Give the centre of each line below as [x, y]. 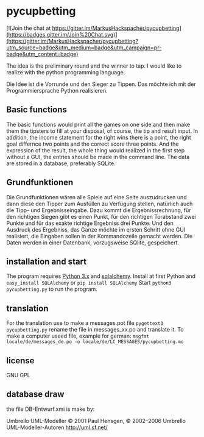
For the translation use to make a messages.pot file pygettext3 [85, 323]
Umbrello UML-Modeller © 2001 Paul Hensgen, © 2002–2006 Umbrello [96, 421]
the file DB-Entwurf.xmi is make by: [51, 409]
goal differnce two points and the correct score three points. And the [93, 144]
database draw [35, 394]
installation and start [47, 261]
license [20, 361]
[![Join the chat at [29, 28]
